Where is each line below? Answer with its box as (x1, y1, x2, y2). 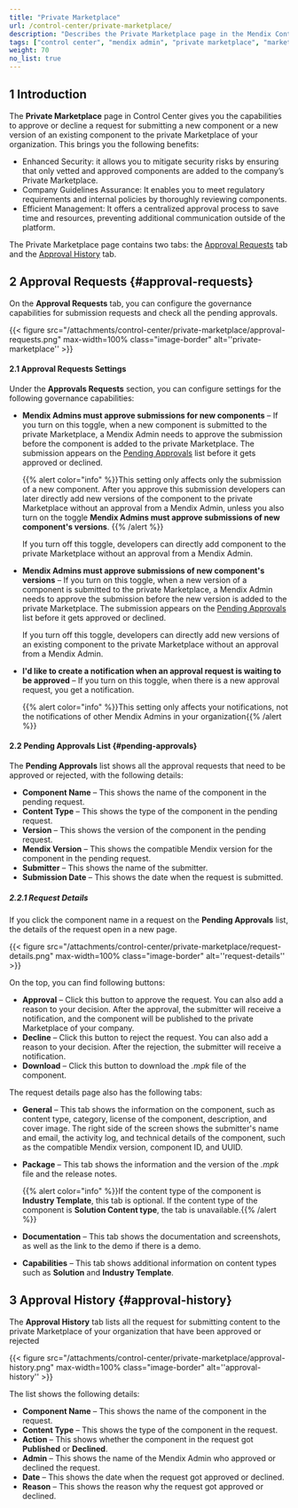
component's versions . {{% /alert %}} (21, 521, 164, 532)
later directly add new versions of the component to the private (21, 493, 253, 504)
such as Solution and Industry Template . (21, 1268, 175, 1277)
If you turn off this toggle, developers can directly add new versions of (21, 629, 280, 640)
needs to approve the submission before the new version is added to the (21, 593, 287, 604)
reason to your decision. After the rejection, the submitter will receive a (21, 1041, 282, 1052)
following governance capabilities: (9, 392, 135, 404)
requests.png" (9, 334, 62, 344)
